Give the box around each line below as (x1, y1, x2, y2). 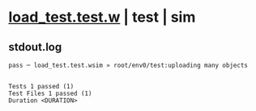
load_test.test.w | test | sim (8, 8, 196, 27)
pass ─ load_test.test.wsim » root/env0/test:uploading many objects (8, 61, 249, 69)
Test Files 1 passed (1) (8, 89, 92, 97)
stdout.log (8, 40, 62, 54)
